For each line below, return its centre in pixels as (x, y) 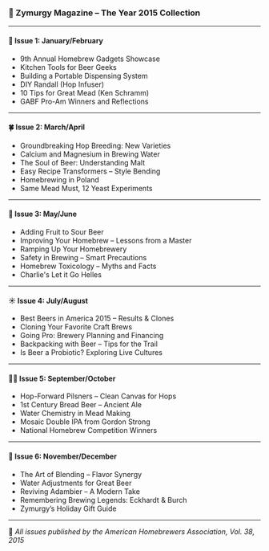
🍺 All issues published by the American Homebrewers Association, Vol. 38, (131, 531)
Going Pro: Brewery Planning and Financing (92, 336)
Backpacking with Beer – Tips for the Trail (89, 344)
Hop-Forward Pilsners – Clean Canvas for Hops (98, 396)
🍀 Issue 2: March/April (47, 127)
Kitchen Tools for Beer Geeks (68, 67)
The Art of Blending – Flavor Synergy (81, 474)
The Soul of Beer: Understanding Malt (82, 162)
